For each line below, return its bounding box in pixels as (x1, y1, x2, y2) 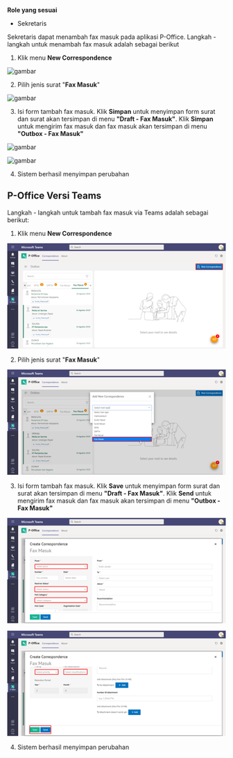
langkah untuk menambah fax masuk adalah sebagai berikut (7, 40, 180, 48)
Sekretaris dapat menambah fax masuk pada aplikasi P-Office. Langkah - (7, 33, 216, 41)
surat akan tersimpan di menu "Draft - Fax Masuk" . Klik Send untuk (17, 489, 212, 498)
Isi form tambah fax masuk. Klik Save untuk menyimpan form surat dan (17, 482, 221, 490)
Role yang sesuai (7, 6, 58, 14)
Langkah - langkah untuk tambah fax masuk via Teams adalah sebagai (7, 208, 209, 217)
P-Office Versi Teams (7, 190, 102, 202)
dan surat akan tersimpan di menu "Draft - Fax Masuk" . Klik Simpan (17, 115, 214, 123)
